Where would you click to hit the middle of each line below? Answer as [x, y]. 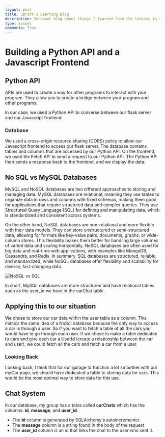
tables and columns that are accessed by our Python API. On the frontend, [80, 151]
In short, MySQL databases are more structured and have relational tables [80, 286]
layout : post [18, 10]
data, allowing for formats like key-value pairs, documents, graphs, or [75, 235]
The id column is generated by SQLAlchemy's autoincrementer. [76, 420]
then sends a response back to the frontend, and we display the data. [75, 162]
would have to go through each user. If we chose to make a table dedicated [81, 334]
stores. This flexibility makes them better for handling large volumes [90, 241]
